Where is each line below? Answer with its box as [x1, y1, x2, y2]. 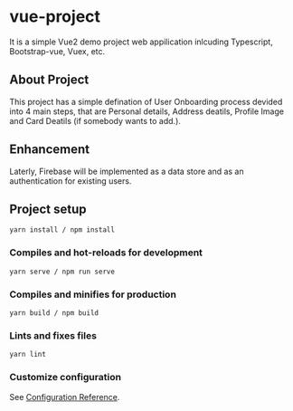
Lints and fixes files [9, 329, 98, 341]
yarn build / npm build [9, 308, 99, 318]
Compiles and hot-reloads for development [9, 246, 203, 259]
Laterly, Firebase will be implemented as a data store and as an [9, 166, 244, 177]
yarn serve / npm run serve [9, 267, 116, 276]
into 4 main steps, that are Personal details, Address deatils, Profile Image [9, 106, 285, 117]
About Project [9, 72, 90, 88]
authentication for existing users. [9, 175, 132, 186]
